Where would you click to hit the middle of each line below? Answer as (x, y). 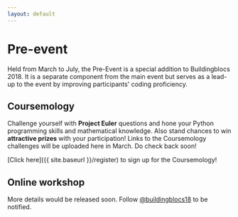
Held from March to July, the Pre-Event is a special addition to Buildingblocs (119, 69)
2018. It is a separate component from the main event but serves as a (109, 76)
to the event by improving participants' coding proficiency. (102, 84)
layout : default (31, 14)
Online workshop (46, 182)
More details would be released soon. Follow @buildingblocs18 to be (108, 199)
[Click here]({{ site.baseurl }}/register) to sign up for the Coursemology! (112, 160)
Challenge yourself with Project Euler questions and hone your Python (111, 123)
